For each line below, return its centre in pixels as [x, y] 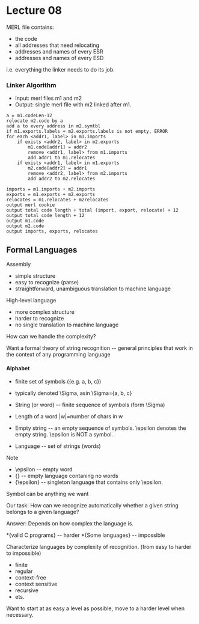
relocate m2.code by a [35, 121]
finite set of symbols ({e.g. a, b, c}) [58, 382]
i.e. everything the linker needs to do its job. [61, 69]
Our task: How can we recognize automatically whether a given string [92, 506]
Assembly [19, 265]
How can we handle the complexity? [51, 337]
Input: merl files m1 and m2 [48, 98]
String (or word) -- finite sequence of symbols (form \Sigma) [90, 405]
